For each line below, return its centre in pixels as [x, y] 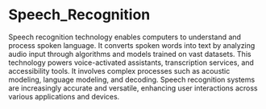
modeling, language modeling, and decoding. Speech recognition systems [132, 79]
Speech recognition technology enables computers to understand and [125, 37]
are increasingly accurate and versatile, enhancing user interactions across [133, 88]
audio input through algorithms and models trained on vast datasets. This [130, 54]
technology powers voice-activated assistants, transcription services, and [131, 63]
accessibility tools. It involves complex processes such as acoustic [119, 71]
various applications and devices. [64, 96]
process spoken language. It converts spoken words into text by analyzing [132, 45]
